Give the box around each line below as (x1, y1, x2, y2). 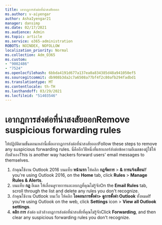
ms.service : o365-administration (5, 39, 73, 44)
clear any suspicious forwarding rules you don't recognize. (12, 215, 130, 221)
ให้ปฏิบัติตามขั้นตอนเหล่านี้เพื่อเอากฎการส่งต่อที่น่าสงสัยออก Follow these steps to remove (5, 141, 157, 147)
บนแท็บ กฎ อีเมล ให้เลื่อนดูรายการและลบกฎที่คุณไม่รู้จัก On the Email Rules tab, (12, 183, 147, 188)
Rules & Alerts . (12, 177, 43, 183)
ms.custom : (5, 57, 27, 62)
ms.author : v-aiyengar (5, 12, 51, 17)
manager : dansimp (5, 20, 40, 26)
